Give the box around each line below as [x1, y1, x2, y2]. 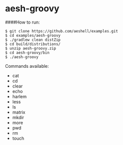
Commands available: [5, 63, 49, 69]
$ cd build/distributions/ [5, 41, 61, 47]
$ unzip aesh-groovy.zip [5, 46, 56, 51]
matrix [12, 109, 26, 115]
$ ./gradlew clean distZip [5, 37, 61, 42]
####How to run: [5, 19, 41, 25]
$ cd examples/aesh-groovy [5, 33, 61, 38]
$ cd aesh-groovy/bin [5, 50, 50, 55]
